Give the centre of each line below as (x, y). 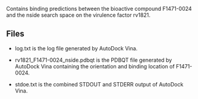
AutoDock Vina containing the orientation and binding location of (95, 66)
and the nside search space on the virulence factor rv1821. (78, 15)
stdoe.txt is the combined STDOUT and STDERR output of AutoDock (99, 84)
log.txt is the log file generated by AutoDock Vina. (76, 48)
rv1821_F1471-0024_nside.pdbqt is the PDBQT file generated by (93, 60)
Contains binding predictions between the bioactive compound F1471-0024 (99, 9)
